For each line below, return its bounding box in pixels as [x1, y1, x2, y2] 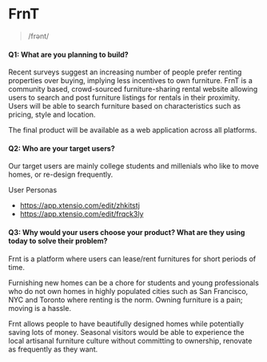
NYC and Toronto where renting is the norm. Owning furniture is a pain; [8, 295, 243, 304]
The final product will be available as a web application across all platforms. [8, 125, 257, 135]
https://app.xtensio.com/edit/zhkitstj [19, 201, 140, 210]
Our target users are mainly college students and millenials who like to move [8, 161, 260, 171]
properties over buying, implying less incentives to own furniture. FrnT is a [8, 76, 253, 86]
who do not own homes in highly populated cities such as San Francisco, [8, 286, 249, 296]
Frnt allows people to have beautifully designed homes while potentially [8, 319, 244, 328]
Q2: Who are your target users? [8, 143, 116, 153]
